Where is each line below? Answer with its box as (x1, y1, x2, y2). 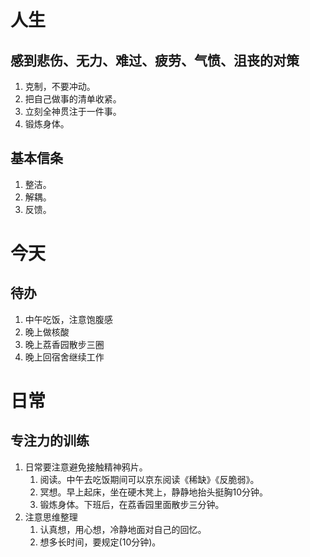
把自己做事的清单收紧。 (24, 93, 122, 105)
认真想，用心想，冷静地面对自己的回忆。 (39, 523, 207, 535)
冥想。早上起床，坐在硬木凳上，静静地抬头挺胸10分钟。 (39, 486, 269, 498)
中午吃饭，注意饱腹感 (24, 313, 113, 325)
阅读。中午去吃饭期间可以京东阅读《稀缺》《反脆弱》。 (39, 473, 260, 485)
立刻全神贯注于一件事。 (24, 106, 122, 117)
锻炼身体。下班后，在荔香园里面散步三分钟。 (39, 498, 225, 510)
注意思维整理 (24, 511, 78, 523)
